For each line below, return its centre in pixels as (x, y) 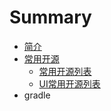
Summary (50, 17)
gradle (37, 95)
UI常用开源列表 (69, 83)
